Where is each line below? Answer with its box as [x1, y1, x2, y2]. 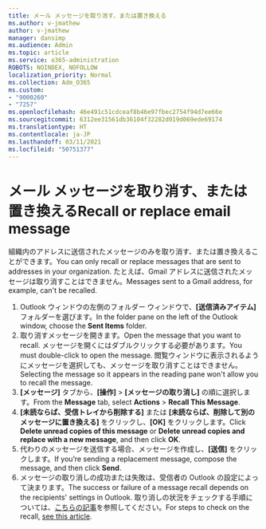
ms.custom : [8, 85, 45, 94]
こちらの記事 [54, 503, 97, 512]
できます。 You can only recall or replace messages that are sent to [22, 257, 241, 266]
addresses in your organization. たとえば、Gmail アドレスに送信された [8, 266, 239, 276]
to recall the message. [19, 378, 93, 388]
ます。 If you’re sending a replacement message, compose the [33, 454, 237, 464]
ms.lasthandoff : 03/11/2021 [8, 137, 102, 146]
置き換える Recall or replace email [8, 202, 231, 220]
